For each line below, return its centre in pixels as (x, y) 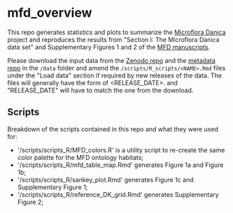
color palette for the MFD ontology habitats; (80, 157)
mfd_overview (50, 13)
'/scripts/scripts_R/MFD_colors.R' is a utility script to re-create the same (121, 150)
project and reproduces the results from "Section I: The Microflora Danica (113, 39)
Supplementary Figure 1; (52, 187)
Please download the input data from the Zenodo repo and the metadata (111, 60)
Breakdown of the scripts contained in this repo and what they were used (113, 129)
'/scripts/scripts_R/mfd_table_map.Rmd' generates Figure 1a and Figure (120, 165)
